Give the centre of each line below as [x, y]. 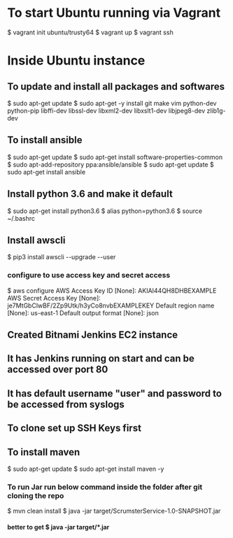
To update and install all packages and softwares [116, 87]
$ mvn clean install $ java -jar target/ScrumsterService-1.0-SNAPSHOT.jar [114, 511]
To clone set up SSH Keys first [75, 428]
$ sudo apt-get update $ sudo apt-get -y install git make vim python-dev [112, 103]
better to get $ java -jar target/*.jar [58, 527]
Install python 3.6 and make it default [90, 194]
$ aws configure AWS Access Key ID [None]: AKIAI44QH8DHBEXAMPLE [112, 290]
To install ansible [45, 140]
